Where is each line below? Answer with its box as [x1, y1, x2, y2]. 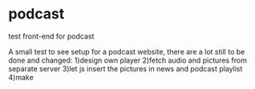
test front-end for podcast [8, 31, 95, 41]
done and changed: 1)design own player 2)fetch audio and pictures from [8, 55, 247, 65]
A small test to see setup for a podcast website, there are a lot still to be [8, 47, 245, 56]
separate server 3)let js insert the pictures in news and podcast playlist [8, 63, 243, 73]
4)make [8, 72, 34, 82]
